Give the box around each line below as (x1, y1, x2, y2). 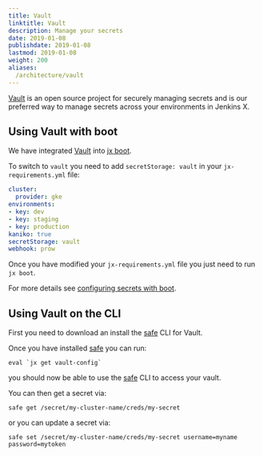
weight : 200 (8, 57, 48, 65)
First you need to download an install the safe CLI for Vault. (8, 328, 203, 338)
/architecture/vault (15, 71, 84, 79)
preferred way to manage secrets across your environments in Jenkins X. (8, 102, 250, 111)
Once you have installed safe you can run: (8, 343, 147, 353)
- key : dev (8, 208, 45, 216)
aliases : (8, 64, 38, 72)
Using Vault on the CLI (8, 306, 122, 320)
